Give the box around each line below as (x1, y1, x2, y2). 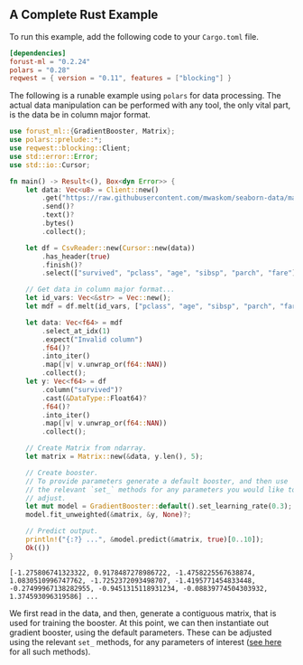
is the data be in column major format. (9, 109, 151, 120)
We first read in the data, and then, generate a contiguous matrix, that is (9, 607, 277, 618)
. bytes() (41, 219, 75, 229)
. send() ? (41, 202, 75, 211)
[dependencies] (9, 49, 67, 58)
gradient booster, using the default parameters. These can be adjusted (9, 627, 272, 638)
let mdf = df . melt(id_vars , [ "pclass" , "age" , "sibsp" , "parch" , (25, 302, 277, 311)
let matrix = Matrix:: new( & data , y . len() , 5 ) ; (25, 452, 204, 462)
